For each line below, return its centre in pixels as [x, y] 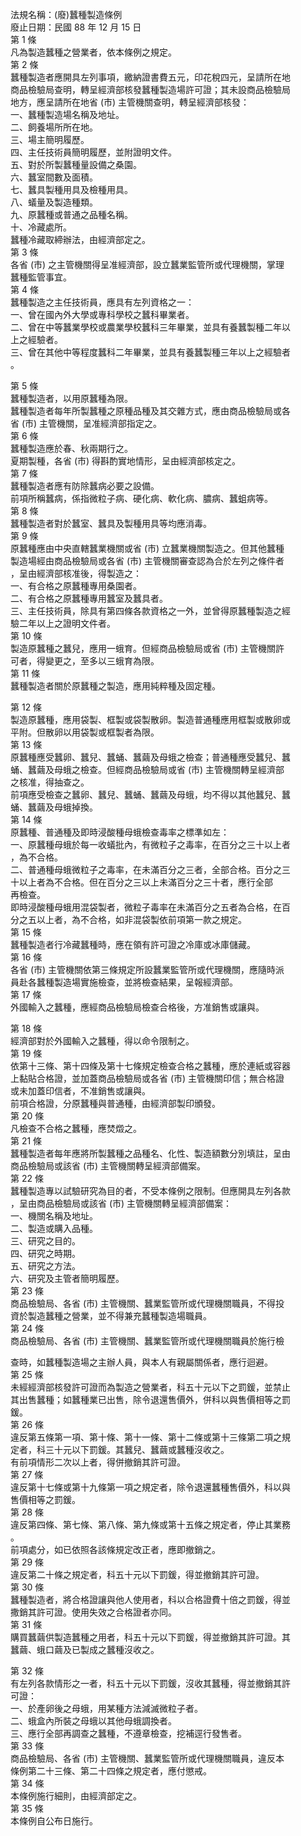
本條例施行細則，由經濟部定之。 [76, 1796]
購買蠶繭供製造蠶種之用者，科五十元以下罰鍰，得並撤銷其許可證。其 [150, 1637]
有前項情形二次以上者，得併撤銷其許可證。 [98, 1462]
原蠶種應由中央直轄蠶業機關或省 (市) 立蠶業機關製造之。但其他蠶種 [147, 548]
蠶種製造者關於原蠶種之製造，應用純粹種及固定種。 [115, 686]
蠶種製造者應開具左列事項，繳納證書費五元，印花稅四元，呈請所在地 [150, 77]
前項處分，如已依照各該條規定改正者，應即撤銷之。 [115, 1549]
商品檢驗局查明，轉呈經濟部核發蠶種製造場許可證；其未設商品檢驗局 [150, 89]
